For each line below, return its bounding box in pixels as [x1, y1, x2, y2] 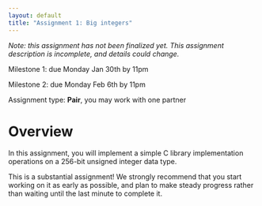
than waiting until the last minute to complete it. [8, 189, 163, 198]
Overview [8, 122, 74, 140]
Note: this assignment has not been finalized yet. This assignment [8, 40, 224, 50]
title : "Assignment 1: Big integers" [8, 19, 133, 27]
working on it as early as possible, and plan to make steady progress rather [8, 181, 254, 190]
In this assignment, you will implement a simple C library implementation [8, 148, 244, 158]
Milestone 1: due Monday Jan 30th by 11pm [8, 64, 149, 73]
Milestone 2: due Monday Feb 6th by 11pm [8, 80, 146, 89]
